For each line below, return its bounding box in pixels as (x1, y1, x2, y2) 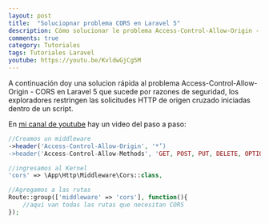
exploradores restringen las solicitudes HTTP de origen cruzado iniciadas (8, 95, 251, 105)
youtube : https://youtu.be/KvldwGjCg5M (8, 57, 142, 65)
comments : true (8, 34, 59, 42)
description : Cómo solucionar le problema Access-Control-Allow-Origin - (8, 26, 260, 34)
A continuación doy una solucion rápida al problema (8, 78, 180, 88)
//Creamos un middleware (8, 134, 91, 142)
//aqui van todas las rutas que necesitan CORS (22, 201, 184, 209)
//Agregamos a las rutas (8, 186, 91, 194)
